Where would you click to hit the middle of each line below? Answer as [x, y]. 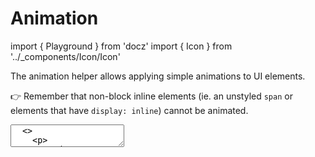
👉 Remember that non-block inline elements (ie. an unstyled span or [151, 96]
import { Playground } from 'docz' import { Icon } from [121, 46]
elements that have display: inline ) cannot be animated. [129, 110]
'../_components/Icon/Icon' [65, 56]
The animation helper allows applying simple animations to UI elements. [158, 76]
